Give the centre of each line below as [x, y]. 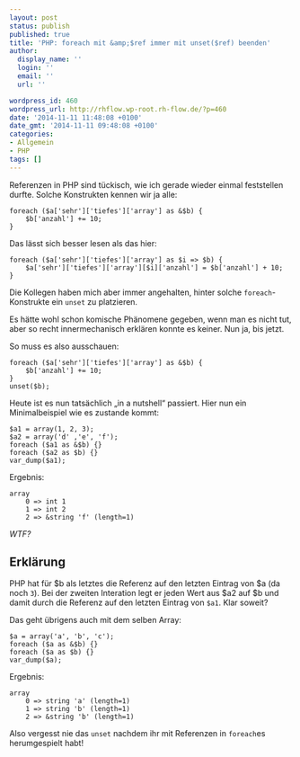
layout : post [34, 18]
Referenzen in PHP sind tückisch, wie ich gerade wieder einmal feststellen [146, 184]
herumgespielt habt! [46, 744]
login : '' [35, 68]
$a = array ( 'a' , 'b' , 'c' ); [62, 637]
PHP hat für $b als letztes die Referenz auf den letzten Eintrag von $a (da [145, 583]
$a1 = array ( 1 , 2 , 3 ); [52, 429]
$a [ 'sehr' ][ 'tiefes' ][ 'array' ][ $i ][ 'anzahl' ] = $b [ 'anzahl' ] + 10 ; [154, 267]
